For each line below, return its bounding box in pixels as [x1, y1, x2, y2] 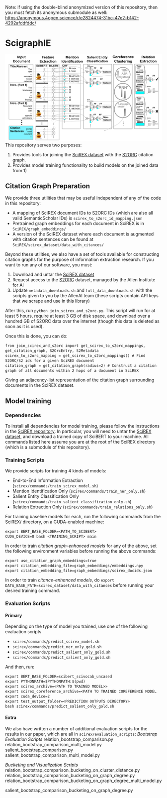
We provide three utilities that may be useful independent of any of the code [5, 195, 162, 201]
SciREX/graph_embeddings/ [12, 227, 66, 232]
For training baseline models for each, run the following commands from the [5, 514, 161, 520]
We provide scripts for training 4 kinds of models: [5, 468, 107, 474]
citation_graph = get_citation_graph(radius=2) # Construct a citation [5, 363, 157, 368]
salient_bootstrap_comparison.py [5, 747, 74, 753]
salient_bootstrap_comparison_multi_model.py [5, 752, 100, 758]
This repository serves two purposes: [5, 142, 82, 148]
